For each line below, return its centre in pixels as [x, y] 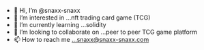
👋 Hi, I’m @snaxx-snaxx [47, 10]
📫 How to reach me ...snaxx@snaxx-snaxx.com [81, 40]
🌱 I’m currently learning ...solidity [60, 25]
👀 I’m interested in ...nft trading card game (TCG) [82, 18]
